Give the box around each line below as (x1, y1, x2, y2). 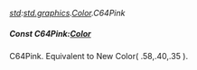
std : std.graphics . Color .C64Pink (9, 8, 126, 18)
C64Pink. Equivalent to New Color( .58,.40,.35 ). (9, 50, 189, 61)
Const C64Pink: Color (9, 28, 92, 39)
